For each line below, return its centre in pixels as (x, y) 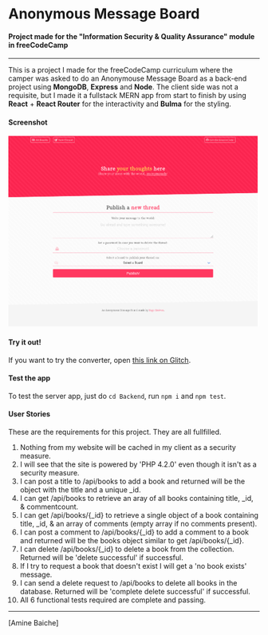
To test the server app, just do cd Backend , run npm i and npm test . (117, 396)
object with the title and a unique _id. (80, 490)
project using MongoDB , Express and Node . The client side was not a (124, 87)
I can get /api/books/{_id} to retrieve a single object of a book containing (139, 515)
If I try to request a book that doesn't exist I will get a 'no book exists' (133, 566)
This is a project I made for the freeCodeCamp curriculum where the (120, 70)
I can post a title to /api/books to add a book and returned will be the (132, 481)
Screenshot (28, 122)
